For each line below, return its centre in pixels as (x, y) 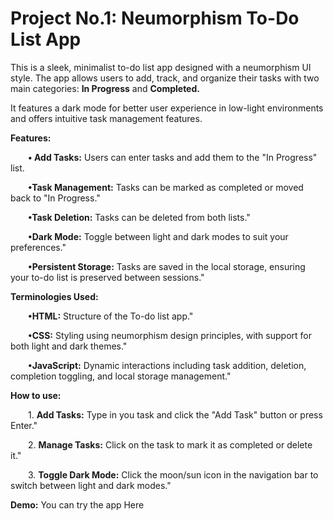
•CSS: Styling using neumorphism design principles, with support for (170, 335)
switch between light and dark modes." (91, 485)
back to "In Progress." (55, 198)
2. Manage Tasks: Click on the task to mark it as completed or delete (170, 444)
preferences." (38, 247)
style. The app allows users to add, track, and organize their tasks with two (165, 78)
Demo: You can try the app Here (77, 504)
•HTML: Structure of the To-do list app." (111, 316)
